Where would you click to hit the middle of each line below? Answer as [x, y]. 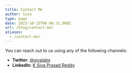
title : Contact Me [24, 9]
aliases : [14, 32]
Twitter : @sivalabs [31, 60]
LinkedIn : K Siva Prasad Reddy [43, 65]
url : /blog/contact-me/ [29, 28]
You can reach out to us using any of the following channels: [66, 50]
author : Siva [18, 14]
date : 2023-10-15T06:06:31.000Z [38, 23]
